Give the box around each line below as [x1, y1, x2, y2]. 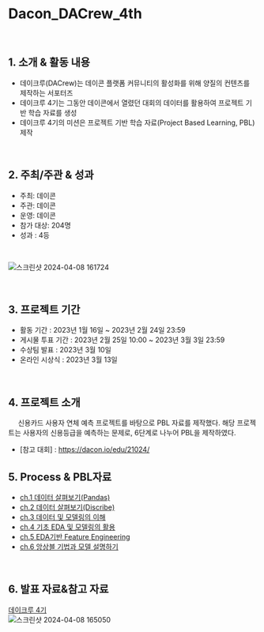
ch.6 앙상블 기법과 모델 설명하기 [19, 542, 119, 551]
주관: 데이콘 [19, 201, 57, 210]
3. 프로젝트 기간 [8, 303, 81, 316]
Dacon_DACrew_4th [8, 5, 142, 23]
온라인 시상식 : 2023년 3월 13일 [19, 355, 118, 364]
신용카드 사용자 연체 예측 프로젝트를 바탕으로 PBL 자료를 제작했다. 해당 [17, 418, 236, 427]
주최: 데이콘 [19, 190, 57, 200]
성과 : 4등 [19, 230, 50, 239]
